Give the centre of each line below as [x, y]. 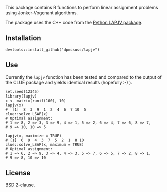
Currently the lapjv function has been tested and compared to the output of [83, 77]
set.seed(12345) [22, 92]
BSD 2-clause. [20, 185]
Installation [23, 38]
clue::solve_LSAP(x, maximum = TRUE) [45, 145]
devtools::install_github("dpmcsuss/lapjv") [52, 50]
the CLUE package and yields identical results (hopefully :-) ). [69, 82]
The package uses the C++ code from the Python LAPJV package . [74, 22]
